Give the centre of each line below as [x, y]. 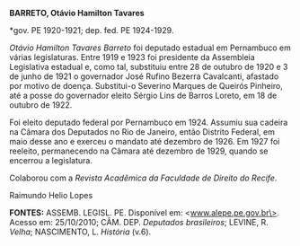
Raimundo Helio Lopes [51, 195]
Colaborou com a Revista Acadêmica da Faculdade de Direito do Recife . [143, 178]
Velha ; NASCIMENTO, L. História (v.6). [80, 232]
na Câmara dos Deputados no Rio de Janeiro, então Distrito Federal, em [142, 132]
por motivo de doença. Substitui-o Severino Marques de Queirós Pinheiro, [146, 86]
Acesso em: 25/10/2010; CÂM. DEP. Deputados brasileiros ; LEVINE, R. [139, 222]
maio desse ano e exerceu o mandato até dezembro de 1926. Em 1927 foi [145, 141]
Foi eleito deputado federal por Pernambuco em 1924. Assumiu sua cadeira [149, 122]
